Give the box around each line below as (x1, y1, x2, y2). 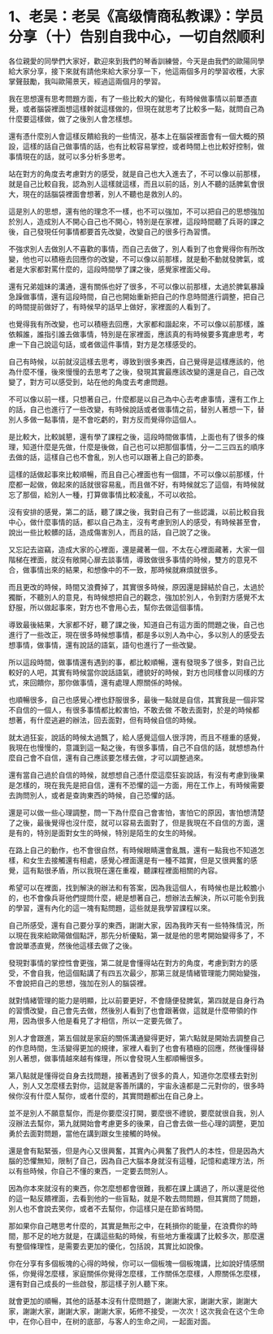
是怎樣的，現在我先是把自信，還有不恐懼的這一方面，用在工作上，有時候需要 (8, 780, 265, 790)
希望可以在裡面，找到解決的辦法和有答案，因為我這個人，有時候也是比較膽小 (8, 882, 265, 892)
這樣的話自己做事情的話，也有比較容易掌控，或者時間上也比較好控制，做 (22, 141, 265, 151)
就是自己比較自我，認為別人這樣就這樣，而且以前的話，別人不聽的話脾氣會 (8, 179, 258, 188)
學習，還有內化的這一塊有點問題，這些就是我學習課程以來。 (15, 903, 215, 912)
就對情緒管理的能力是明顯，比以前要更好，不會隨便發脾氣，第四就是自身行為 (8, 995, 265, 1005)
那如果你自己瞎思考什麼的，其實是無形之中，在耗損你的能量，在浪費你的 (8, 1220, 250, 1231)
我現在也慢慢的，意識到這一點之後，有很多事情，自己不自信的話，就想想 (8, 743, 250, 752)
